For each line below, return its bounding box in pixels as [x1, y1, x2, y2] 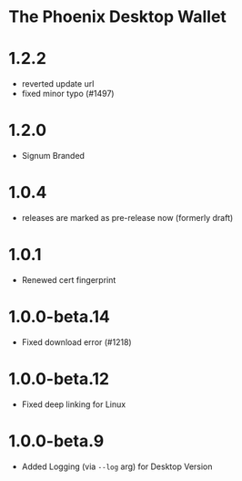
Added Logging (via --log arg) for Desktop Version [21, 461, 213, 472]
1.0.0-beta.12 [8, 369, 110, 390]
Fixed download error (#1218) [21, 336, 133, 348]
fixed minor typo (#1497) [21, 89, 115, 99]
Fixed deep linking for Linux [21, 399, 126, 410]
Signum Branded [21, 151, 86, 162]
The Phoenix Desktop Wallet [8, 6, 227, 27]
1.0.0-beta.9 [8, 431, 105, 451]
